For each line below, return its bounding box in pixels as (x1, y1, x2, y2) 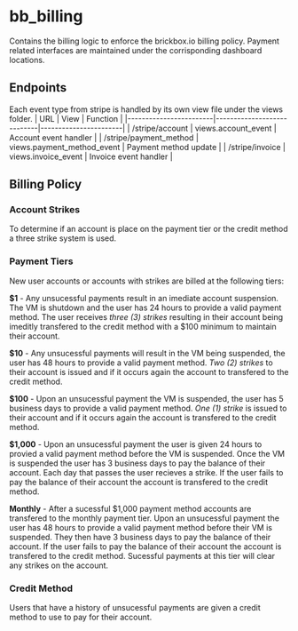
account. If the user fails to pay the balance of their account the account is (9, 540, 282, 552)
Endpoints (9, 80, 67, 95)
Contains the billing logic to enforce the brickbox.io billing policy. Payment (9, 36, 279, 46)
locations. (9, 54, 45, 65)
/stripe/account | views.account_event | (131, 123, 277, 133)
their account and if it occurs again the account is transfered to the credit (9, 411, 277, 423)
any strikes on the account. (9, 560, 109, 571)
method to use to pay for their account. (9, 611, 153, 623)
